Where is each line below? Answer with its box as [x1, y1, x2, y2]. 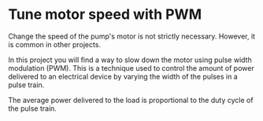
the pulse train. [8, 104, 57, 113]
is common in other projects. [8, 39, 101, 49]
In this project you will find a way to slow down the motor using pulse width [8, 55, 252, 64]
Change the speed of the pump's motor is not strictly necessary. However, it [8, 31, 256, 41]
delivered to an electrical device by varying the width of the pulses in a [8, 71, 238, 81]
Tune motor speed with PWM [8, 5, 202, 24]
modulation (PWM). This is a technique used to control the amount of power [8, 63, 254, 72]
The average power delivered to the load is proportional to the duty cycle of [8, 95, 254, 104]
